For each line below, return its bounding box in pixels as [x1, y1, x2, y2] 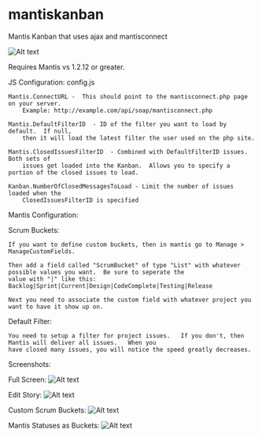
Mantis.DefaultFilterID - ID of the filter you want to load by [8, 120, 227, 128]
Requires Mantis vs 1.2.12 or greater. [8, 62, 125, 72]
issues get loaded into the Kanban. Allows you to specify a [22, 162, 231, 170]
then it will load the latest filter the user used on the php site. [22, 134, 256, 142]
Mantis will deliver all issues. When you [8, 338, 157, 346]
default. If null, [8, 127, 72, 135]
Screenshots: [8, 359, 51, 368]
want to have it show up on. [8, 302, 104, 311]
